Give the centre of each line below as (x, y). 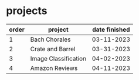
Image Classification (58, 58)
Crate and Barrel (53, 49)
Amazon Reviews (54, 68)
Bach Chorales (50, 39)
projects (27, 11)
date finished (111, 29)
